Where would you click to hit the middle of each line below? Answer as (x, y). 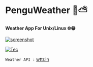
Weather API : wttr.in (27, 59)
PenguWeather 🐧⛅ (46, 10)
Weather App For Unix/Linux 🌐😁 (41, 28)
